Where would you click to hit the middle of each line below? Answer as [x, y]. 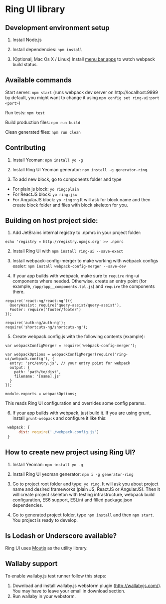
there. [18, 292]
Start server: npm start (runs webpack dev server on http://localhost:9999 [82, 92]
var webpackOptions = [28, 355]
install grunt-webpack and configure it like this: [59, 418]
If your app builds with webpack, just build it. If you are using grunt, [82, 413]
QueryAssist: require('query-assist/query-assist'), [66, 306]
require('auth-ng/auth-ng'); [35, 323]
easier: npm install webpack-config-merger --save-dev [69, 266]
